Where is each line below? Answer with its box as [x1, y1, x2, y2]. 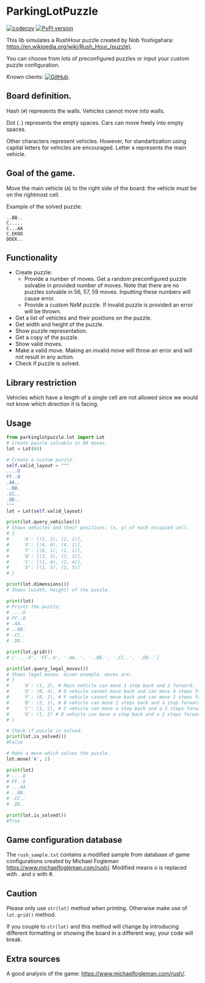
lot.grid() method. [6, 911, 56, 919]
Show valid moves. [15, 340, 63, 348]
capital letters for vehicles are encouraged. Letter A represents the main [6, 144, 187, 151]
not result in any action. [15, 353, 74, 361]
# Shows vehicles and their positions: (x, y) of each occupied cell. [6, 525, 190, 531]
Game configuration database [6, 835, 123, 845]
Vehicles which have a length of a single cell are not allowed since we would [6, 394, 198, 402]
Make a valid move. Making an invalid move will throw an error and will [15, 347, 193, 354]
